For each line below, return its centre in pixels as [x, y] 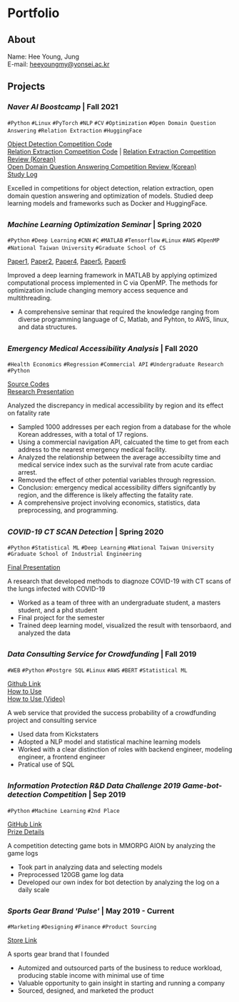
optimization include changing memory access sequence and [98, 290]
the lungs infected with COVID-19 [56, 588]
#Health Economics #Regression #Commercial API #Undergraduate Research [116, 365]
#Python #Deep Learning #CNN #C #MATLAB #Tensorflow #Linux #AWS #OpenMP [113, 241]
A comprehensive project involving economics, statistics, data [109, 503]
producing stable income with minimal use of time [91, 976]
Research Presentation [41, 392]
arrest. [27, 472]
